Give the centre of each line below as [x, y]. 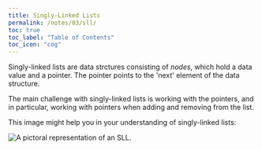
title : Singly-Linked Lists [54, 15]
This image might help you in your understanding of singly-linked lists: [122, 123]
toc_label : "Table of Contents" [61, 37]
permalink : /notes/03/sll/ [52, 23]
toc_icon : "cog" [35, 45]
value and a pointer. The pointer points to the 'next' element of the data [124, 75]
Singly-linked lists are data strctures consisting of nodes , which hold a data [130, 67]
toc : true [24, 30]
